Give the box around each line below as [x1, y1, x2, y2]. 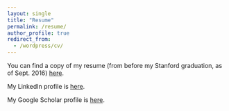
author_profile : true [7, 29, 70, 37]
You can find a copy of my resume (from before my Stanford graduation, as [7, 62, 223, 69]
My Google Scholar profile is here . [7, 96, 105, 104]
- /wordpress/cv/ [13, 42, 64, 49]
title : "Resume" [7, 17, 54, 24]
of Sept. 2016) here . [7, 69, 65, 77]
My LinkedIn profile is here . [7, 83, 85, 90]
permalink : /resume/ [7, 23, 67, 30]
